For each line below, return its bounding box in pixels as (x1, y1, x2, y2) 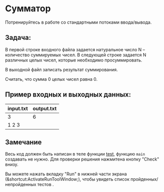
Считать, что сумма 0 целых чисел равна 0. (5, 76, 98, 82)
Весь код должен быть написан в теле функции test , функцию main (5, 151, 145, 157)
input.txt (7, 105, 28, 112)
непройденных (5, 182, 36, 188)
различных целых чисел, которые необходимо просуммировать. (5, 57, 142, 63)
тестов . (37, 182, 54, 188)
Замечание (5, 138, 42, 146)
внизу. (5, 161, 19, 167)
